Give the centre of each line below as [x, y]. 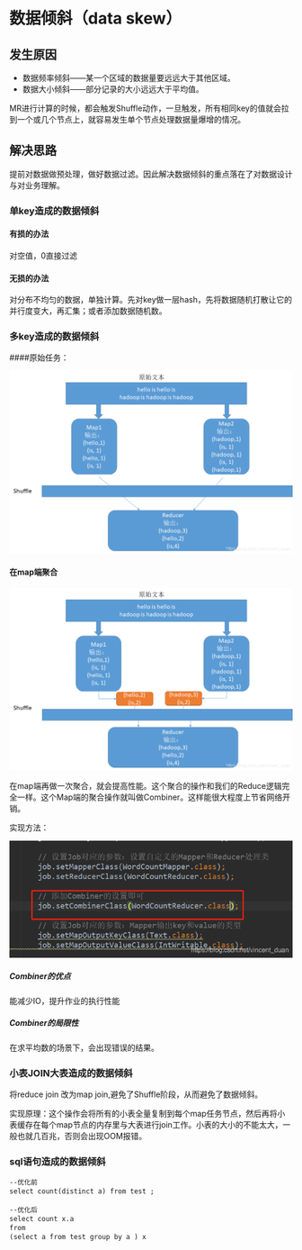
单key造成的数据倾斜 [54, 211]
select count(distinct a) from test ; [82, 1191]
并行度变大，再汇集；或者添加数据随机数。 [88, 311]
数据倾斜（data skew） [96, 18]
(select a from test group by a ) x [78, 1237]
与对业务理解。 [37, 185]
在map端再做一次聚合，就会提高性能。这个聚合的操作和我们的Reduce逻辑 [146, 786]
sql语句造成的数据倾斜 [58, 1161]
